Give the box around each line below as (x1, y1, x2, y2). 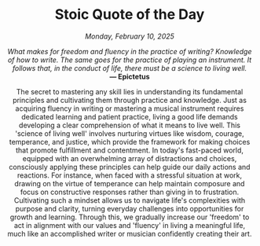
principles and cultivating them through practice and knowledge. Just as (12, 95, 247, 105)
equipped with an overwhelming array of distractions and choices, (22, 153, 237, 163)
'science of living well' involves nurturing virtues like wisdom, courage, (15, 128, 244, 138)
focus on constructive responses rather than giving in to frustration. (20, 187, 240, 196)
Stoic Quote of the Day (54, 6, 205, 24)
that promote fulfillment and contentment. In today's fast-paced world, (16, 145, 244, 155)
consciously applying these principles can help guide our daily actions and (9, 162, 251, 171)
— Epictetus (109, 72, 150, 81)
